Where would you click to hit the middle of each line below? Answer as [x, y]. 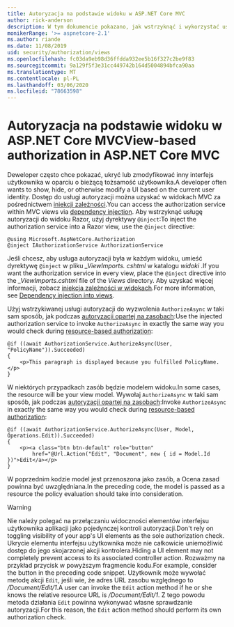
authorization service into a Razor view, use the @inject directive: [101, 226]
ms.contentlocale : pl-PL [43, 78]
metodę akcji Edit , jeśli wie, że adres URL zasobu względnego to [100, 580]
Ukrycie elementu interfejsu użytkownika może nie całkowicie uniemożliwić [115, 543]
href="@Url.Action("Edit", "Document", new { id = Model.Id [121, 454]
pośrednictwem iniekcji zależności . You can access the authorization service [116, 204]
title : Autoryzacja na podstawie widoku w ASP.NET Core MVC [96, 14]
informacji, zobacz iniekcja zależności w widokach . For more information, [111, 288]
